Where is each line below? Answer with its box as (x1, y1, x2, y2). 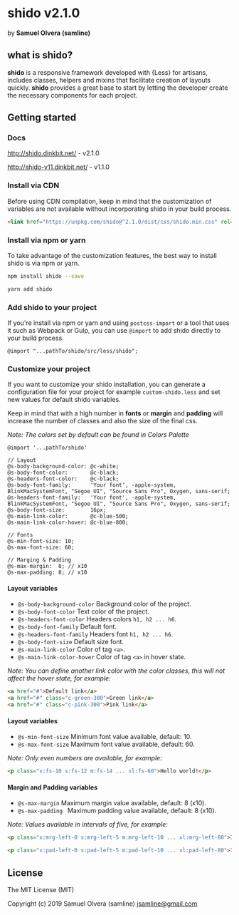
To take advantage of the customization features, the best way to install (7, 251, 217, 259)
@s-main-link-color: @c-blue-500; (7, 513, 129, 520)
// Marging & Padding (7, 557, 72, 564)
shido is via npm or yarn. (7, 259, 80, 267)
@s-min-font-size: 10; (7, 538, 75, 545)
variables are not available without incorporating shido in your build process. (7, 205, 232, 213)
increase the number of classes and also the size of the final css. (7, 417, 198, 425)
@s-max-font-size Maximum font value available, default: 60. (17, 740, 196, 749)
